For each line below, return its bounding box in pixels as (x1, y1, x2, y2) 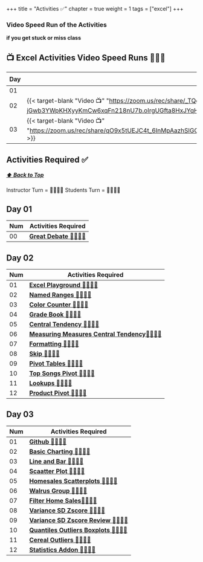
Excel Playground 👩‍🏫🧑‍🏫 (29, 281, 98, 289)
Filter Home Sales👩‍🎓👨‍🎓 (29, 496, 97, 505)
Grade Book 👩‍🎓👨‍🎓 (29, 311, 82, 319)
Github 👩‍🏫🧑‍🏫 (29, 438, 67, 446)
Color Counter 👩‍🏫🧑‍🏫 (29, 300, 89, 309)
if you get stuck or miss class (6, 34, 82, 42)
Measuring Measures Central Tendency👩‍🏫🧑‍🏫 (29, 330, 162, 338)
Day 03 (6, 409, 34, 419)
